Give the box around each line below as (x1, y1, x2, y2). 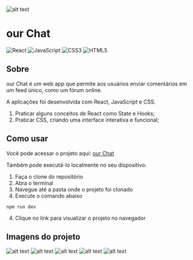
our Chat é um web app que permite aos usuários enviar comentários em (6, 80, 188, 87)
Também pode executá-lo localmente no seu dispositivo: (6, 161, 147, 169)
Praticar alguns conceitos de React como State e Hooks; (14, 110, 155, 117)
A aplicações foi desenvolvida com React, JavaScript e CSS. (6, 98, 156, 105)
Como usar (6, 134, 49, 144)
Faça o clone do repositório (14, 173, 83, 180)
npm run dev (6, 203, 36, 210)
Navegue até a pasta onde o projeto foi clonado (14, 185, 133, 193)
